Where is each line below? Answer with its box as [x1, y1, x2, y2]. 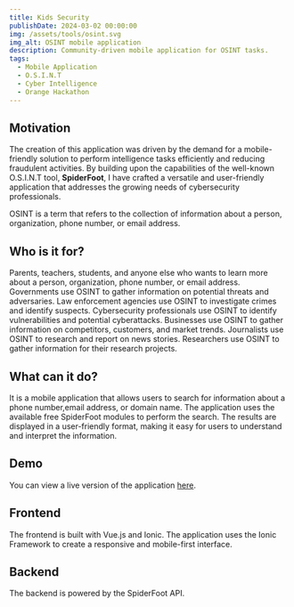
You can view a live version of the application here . [9, 480, 197, 490]
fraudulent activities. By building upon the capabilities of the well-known [9, 163, 274, 174]
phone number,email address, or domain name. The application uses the [9, 401, 275, 412]
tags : [9, 54, 29, 63]
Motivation [9, 120, 71, 135]
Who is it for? [9, 244, 85, 259]
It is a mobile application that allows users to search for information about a [9, 393, 286, 403]
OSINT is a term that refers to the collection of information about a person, [9, 208, 282, 219]
